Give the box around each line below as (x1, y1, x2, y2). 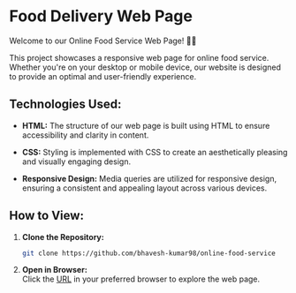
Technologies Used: (9, 97, 122, 112)
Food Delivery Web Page (9, 6, 193, 26)
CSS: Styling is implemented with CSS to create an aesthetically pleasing (21, 146, 288, 157)
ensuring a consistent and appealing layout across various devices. (21, 183, 268, 193)
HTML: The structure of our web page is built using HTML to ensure (21, 120, 270, 131)
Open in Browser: (21, 265, 88, 275)
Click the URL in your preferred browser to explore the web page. (21, 274, 261, 284)
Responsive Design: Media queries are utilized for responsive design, (21, 173, 277, 184)
